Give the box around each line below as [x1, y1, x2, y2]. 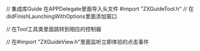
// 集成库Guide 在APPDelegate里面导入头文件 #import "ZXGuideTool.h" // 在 [6, 5, 194, 12]
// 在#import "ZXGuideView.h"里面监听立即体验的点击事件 [6, 38, 149, 45]
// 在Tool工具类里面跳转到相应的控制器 [6, 26, 102, 32]
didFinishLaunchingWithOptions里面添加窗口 [6, 13, 117, 20]
